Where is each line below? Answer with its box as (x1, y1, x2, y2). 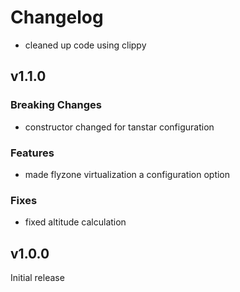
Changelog (10, 6, 104, 29)
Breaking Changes (10, 98, 103, 112)
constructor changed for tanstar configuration (24, 121, 215, 133)
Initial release (10, 272, 65, 284)
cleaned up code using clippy (24, 39, 147, 51)
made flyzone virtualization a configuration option (24, 168, 231, 180)
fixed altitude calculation (24, 216, 127, 228)
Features (10, 146, 55, 160)
